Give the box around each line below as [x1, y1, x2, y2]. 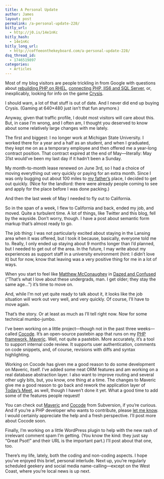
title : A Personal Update [5, 7, 58, 12]
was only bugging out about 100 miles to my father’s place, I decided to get [5, 175, 157, 181]
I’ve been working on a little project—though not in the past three [5, 326, 137, 332]
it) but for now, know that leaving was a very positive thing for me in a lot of [5, 256, 157, 262]
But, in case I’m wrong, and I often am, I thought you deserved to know [5, 120, 148, 126]
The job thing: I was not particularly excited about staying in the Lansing [5, 230, 150, 236]
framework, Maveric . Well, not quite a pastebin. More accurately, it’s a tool [5, 336, 155, 342]
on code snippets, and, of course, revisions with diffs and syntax [5, 347, 136, 352]
